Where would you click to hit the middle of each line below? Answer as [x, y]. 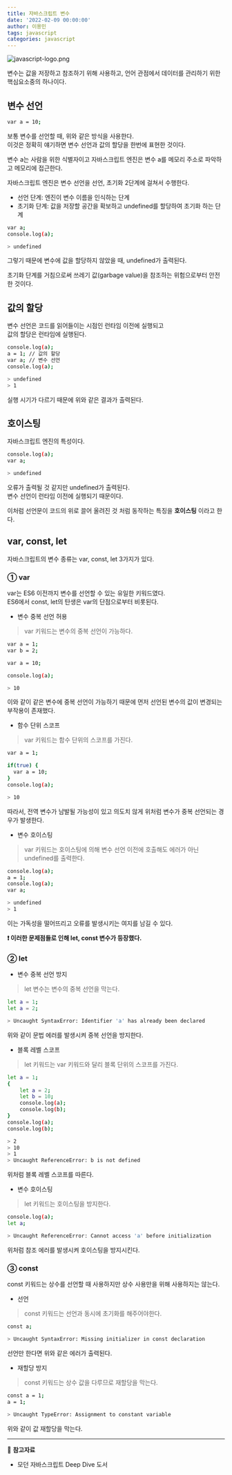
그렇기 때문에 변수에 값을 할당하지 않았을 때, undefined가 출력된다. [97, 260]
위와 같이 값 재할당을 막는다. [45, 1428]
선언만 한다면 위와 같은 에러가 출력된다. [60, 1353]
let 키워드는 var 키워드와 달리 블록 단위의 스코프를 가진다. [101, 1064]
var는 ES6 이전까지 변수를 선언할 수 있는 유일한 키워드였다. [86, 593]
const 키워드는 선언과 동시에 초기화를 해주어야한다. [93, 1313]
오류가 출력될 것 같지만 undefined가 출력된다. [68, 487]
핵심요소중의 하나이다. [37, 82]
